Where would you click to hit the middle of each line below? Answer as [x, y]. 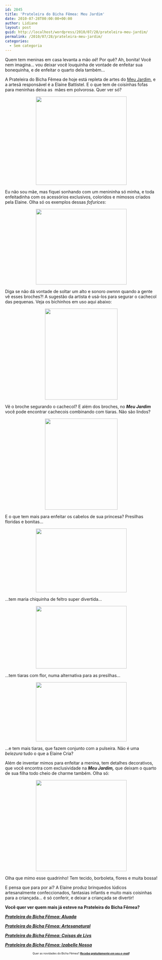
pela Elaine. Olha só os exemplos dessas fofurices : [56, 202]
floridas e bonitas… [24, 522]
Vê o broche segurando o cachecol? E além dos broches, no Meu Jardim [78, 406]
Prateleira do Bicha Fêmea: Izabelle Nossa [49, 945]
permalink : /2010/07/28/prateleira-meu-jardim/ [54, 37]
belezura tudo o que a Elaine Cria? [39, 753]
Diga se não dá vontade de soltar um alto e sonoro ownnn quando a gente [79, 291]
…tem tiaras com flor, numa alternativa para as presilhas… [63, 675]
